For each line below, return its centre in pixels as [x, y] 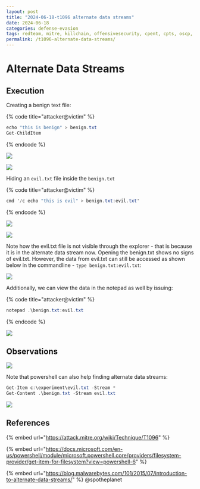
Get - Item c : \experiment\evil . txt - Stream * [61, 388]
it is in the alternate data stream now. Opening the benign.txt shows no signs [100, 252]
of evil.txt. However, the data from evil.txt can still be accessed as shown [96, 258]
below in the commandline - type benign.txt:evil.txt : [74, 265]
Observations [32, 351]
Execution [25, 91]
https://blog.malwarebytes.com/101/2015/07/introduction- [116, 473]
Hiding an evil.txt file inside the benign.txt [60, 178]
